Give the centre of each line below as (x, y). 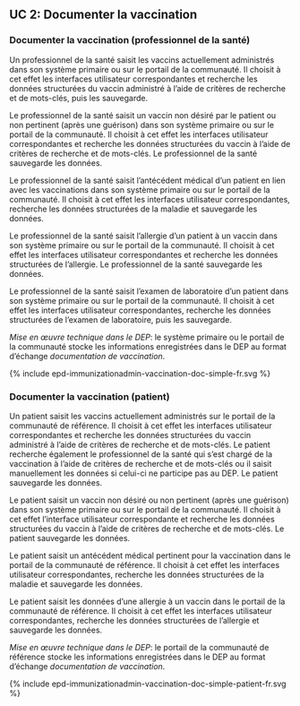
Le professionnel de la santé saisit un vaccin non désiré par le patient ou (143, 115)
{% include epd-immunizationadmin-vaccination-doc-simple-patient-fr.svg (148, 684)
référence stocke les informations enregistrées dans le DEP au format (137, 657)
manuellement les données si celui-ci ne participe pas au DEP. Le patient (144, 473)
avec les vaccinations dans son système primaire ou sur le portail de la (140, 189)
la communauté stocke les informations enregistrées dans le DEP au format (148, 346)
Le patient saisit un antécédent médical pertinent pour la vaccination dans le (150, 555)
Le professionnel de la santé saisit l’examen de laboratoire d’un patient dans (149, 291)
